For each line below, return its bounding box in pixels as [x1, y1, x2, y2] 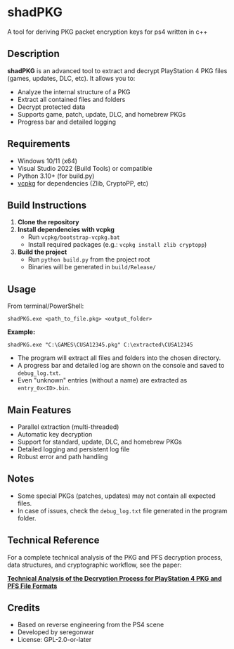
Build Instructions [7, 199, 87, 211]
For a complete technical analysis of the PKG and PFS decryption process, [7, 553, 223, 561]
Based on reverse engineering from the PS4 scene [17, 620, 164, 629]
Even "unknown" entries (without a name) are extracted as [17, 376, 188, 385]
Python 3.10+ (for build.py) [17, 172, 95, 180]
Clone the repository [17, 218, 79, 226]
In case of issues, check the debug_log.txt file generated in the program [17, 506, 228, 515]
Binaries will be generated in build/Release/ [27, 263, 157, 271]
